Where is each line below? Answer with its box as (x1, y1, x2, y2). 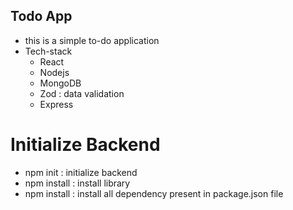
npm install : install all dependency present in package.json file (24, 187, 284, 199)
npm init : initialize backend (24, 166, 138, 178)
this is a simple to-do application (24, 34, 160, 46)
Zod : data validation (39, 87, 125, 99)
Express (39, 98, 74, 110)
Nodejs (39, 66, 70, 78)
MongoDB (39, 77, 82, 89)
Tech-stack (24, 45, 73, 57)
